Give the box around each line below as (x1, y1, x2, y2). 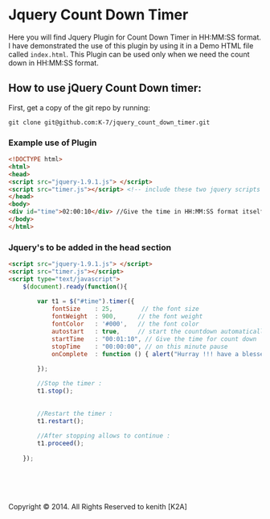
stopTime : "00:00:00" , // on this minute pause (51, 343, 228, 351)
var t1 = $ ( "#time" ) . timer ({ (37, 297, 135, 305)
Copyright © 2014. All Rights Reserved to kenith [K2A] (8, 501, 187, 511)
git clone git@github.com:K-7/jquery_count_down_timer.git (8, 118, 211, 127)
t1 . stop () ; (37, 387, 74, 396)
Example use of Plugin (8, 137, 97, 148)
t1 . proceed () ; (37, 439, 84, 448)
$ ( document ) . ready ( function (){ (22, 282, 128, 291)
